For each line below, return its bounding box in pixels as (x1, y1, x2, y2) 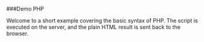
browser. (6, 30, 29, 37)
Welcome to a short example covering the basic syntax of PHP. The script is (6, 17, 198, 24)
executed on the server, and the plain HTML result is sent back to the (6, 24, 181, 30)
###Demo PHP (6, 5, 44, 12)
